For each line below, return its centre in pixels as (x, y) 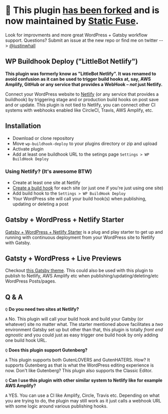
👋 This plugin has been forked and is (82, 10)
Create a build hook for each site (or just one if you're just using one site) (88, 188)
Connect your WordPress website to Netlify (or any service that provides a (82, 94)
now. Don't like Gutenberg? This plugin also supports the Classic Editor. (79, 371)
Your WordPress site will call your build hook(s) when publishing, (79, 198)
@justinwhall (23, 45)
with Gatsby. (18, 243)
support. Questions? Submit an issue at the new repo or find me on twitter (81, 40)
